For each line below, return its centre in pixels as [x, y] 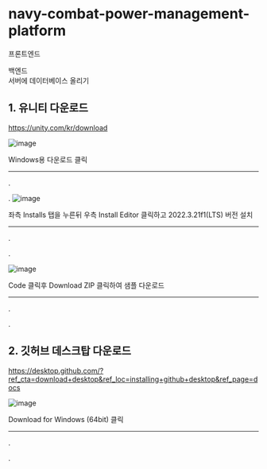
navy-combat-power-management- [129, 14]
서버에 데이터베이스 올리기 [49, 80]
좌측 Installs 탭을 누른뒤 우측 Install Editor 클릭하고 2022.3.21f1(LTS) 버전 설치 [131, 215]
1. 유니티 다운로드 [48, 108]
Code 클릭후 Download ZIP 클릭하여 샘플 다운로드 [87, 285]
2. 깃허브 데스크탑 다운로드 [70, 351]
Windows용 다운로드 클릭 [48, 159]
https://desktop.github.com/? [56, 370]
